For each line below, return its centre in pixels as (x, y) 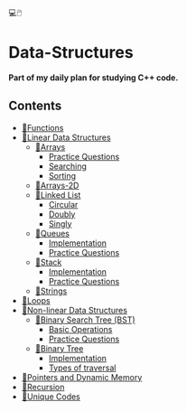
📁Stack (48, 262)
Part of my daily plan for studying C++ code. (93, 77)
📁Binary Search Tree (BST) (85, 320)
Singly (60, 223)
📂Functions (42, 127)
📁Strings (51, 291)
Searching (68, 166)
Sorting (62, 175)
